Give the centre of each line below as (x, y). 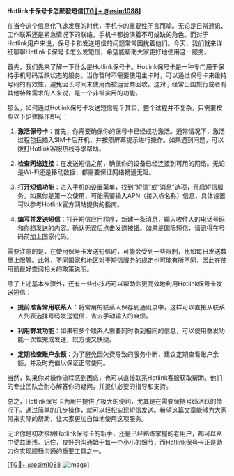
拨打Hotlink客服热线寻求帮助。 (61, 148)
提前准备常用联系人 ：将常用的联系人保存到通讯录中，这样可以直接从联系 (121, 307)
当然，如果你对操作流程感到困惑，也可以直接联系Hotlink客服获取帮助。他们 (115, 378)
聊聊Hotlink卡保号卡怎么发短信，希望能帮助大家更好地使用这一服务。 (112, 52)
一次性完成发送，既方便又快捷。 (69, 339)
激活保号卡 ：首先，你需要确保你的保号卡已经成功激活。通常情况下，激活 (121, 131)
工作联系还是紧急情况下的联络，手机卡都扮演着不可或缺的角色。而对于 (108, 34)
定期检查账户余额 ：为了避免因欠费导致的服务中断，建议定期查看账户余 (118, 354)
